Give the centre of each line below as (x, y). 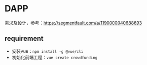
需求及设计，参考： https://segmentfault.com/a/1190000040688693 (73, 23)
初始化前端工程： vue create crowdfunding (55, 57)
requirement (24, 39)
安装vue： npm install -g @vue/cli (47, 51)
